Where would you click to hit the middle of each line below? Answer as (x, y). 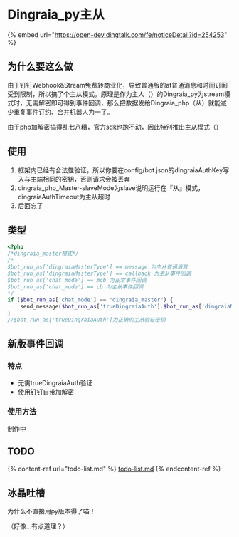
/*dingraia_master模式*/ (43, 254)
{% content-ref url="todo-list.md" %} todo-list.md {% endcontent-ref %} (114, 469)
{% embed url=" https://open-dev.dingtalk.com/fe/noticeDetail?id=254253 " (117, 35)
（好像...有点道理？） (38, 526)
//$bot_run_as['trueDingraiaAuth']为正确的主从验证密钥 (86, 320)
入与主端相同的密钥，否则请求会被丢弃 (74, 179)
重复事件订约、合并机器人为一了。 (63, 112)
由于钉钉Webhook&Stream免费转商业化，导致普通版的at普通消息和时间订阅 (118, 85)
